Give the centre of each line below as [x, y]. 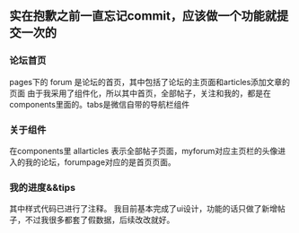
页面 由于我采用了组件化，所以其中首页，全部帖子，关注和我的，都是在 [140, 93]
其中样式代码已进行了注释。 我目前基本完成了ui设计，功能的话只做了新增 [144, 209]
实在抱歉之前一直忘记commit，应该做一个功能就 [143, 16]
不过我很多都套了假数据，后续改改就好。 [100, 220]
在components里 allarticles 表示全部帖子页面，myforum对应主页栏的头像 [144, 151]
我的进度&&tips [43, 187]
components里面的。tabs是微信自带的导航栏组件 [100, 104]
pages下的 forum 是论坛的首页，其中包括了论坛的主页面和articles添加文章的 [149, 82]
